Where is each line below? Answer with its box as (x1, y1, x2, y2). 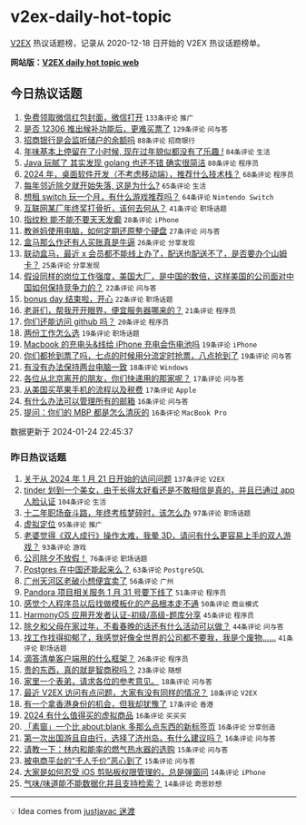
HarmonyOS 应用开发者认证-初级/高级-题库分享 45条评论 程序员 (23, 610, 255, 621)
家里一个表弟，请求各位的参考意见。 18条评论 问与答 (23, 676, 212, 687)
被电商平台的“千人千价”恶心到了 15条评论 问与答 (23, 755, 196, 766)
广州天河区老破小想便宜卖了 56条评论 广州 (23, 575, 174, 586)
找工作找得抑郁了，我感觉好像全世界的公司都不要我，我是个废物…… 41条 (23, 633, 294, 643)
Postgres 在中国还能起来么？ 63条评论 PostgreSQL (23, 565, 205, 575)
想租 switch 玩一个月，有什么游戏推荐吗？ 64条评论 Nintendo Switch (23, 191, 274, 201)
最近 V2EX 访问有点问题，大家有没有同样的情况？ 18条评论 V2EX (23, 687, 258, 698)
